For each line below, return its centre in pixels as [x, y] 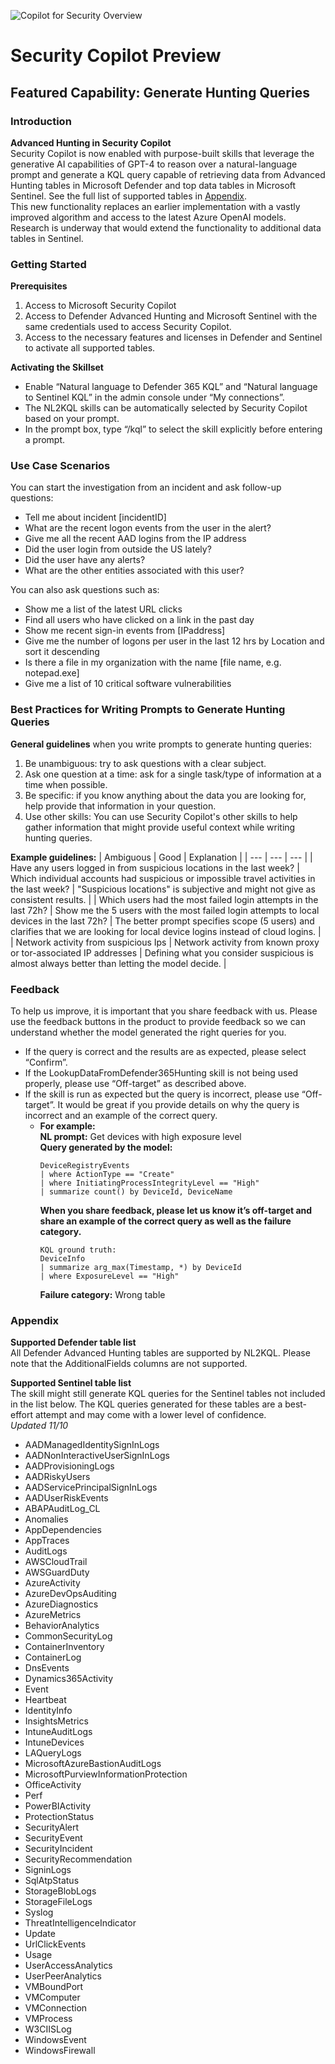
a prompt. [45, 440]
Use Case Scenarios [60, 466]
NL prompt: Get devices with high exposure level [140, 1137]
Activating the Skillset [57, 367]
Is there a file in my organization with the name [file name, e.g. [153, 662]
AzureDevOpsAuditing [70, 1594]
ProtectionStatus [59, 1817]
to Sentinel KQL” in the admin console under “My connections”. [154, 397]
